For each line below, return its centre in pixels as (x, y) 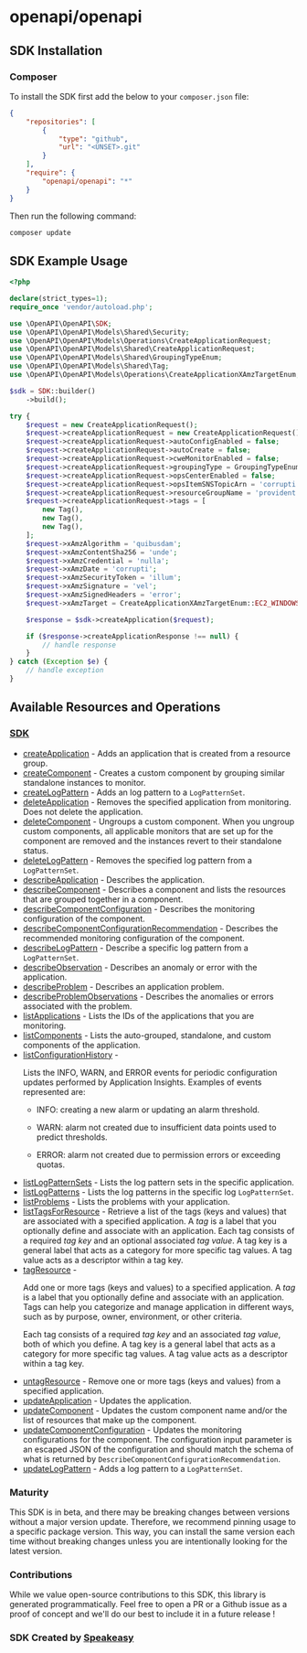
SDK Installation (56, 51)
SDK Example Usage (69, 261)
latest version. (36, 1551)
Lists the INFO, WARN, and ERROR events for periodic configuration (150, 1072)
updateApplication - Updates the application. (107, 1401)
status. (35, 850)
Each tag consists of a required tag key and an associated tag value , (152, 1334)
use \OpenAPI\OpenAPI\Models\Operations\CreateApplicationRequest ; (141, 340)
